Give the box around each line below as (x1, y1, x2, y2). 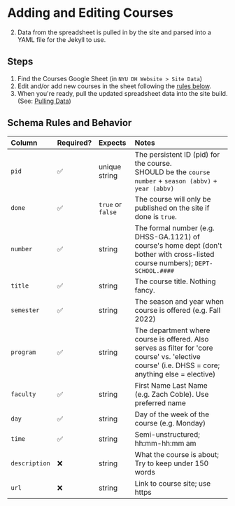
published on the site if (134, 203, 210, 213)
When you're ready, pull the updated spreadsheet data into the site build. (17, 89, 228, 97)
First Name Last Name (134, 380, 208, 390)
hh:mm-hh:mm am (134, 438, 197, 448)
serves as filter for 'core (134, 343, 213, 353)
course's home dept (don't (134, 240, 222, 250)
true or (98, 199, 122, 209)
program (10, 348, 36, 356)
